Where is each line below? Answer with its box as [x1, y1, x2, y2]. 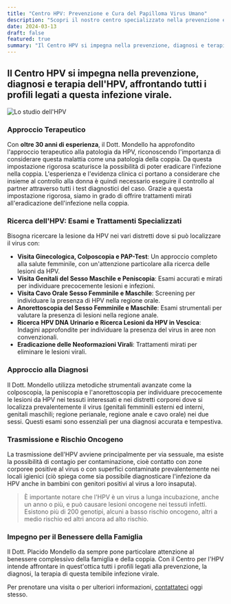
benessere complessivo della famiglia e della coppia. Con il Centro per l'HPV [7, 555, 224, 563]
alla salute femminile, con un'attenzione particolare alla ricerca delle [16, 260, 210, 268]
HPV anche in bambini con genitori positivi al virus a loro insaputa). [7, 480, 197, 487]
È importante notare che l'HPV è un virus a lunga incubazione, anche [23, 493, 219, 501]
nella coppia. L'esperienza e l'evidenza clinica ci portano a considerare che [7, 170, 220, 178]
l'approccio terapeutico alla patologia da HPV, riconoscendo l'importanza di [7, 148, 221, 156]
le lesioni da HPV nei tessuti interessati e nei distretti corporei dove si [7, 395, 203, 403]
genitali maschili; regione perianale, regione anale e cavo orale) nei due [7, 410, 209, 418]
